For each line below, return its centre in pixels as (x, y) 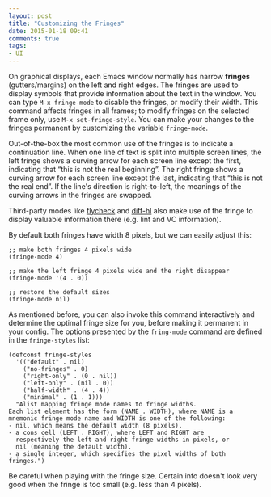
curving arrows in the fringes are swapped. (80, 195)
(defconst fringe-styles (50, 355)
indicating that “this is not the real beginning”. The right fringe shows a (126, 169)
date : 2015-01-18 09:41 (49, 31)
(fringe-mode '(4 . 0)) (49, 278)
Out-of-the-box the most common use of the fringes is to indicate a (121, 143)
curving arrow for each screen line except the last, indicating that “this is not (135, 178)
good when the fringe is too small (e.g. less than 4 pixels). (105, 484)
